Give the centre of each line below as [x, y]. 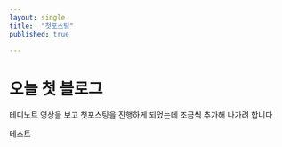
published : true [39, 34]
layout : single [37, 17]
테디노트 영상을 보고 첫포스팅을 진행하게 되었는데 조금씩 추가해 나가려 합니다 [141, 115]
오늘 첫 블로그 [56, 89]
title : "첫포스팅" [41, 26]
